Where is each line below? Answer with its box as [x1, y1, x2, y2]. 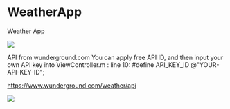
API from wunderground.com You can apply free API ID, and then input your [7, 53, 224, 61]
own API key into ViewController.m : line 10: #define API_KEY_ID [7, 60, 189, 69]
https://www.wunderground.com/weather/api [7, 81, 136, 90]
